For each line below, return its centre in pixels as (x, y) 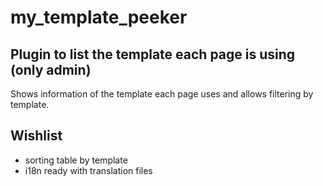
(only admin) (51, 69)
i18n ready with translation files (88, 170)
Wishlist (36, 136)
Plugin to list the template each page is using (153, 54)
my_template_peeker (99, 17)
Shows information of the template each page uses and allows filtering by (162, 94)
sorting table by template (76, 160)
